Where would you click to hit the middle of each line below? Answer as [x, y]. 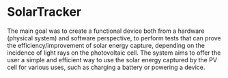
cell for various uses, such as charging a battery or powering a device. [106, 67]
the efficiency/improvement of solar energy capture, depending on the [106, 45]
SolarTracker [44, 12]
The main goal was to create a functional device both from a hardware [106, 31]
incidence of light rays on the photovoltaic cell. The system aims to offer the [114, 53]
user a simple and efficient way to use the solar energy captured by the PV [112, 60]
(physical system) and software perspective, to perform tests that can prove [114, 38]
